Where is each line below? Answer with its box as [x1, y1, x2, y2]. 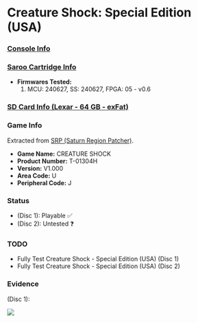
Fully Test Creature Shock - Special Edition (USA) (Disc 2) [16, 262, 180, 270]
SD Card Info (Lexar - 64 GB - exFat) [7, 102, 129, 112]
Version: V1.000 [16, 164, 64, 172]
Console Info [7, 44, 51, 53]
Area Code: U [16, 171, 57, 180]
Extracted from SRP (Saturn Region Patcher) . [7, 136, 134, 145]
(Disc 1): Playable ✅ [16, 211, 73, 219]
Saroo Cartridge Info [7, 62, 77, 72]
